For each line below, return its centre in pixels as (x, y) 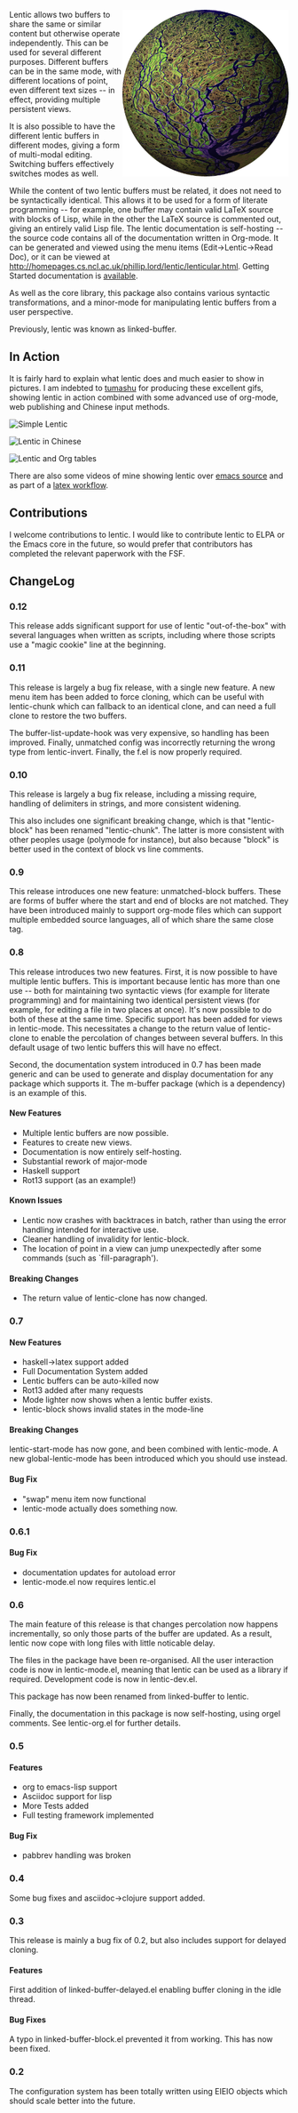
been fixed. (30, 2049)
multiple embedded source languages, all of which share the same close (141, 920)
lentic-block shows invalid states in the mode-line (113, 1409)
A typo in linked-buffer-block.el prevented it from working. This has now (141, 2039)
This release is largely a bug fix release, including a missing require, (133, 794)
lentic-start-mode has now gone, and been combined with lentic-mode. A (144, 1449)
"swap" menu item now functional (84, 1499)
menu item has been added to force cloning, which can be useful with (137, 696)
